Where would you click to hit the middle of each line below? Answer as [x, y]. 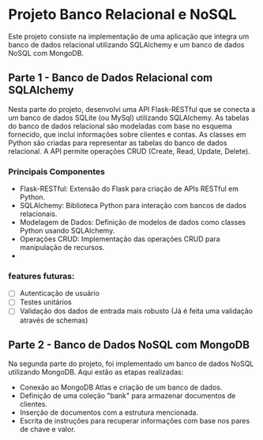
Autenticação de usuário [60, 293]
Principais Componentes [56, 171]
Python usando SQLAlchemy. [67, 231]
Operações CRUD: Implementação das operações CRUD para [120, 239]
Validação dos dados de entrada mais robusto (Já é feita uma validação [136, 311]
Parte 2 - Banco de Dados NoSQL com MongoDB [129, 345]
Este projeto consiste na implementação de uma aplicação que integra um [129, 36]
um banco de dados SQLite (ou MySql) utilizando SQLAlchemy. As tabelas [129, 117]
